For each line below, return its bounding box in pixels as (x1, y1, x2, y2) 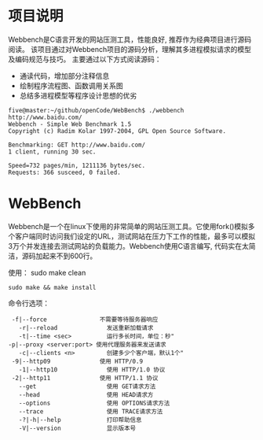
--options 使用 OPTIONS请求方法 (18, 399, 170, 407)
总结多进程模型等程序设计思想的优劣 (19, 91, 137, 100)
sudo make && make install (8, 283, 97, 291)
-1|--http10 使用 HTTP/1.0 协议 (18, 365, 166, 374)
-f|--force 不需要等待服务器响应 (11, 316, 159, 324)
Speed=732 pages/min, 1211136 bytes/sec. (8, 161, 146, 169)
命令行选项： (8, 298, 49, 308)
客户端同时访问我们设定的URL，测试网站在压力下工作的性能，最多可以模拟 (14, 231, 256, 241)
